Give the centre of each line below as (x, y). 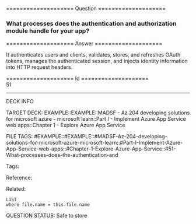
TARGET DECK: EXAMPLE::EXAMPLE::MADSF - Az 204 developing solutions (98, 113)
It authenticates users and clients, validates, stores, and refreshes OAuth (93, 55)
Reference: (19, 178)
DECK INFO (20, 101)
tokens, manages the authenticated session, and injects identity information (97, 61)
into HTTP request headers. (39, 67)
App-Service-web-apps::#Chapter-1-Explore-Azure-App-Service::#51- (91, 149)
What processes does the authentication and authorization (91, 23)
